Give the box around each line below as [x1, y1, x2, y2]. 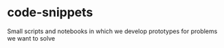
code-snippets [7, 5, 93, 20]
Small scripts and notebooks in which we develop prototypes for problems [7, 27, 218, 35]
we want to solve [7, 34, 56, 42]
